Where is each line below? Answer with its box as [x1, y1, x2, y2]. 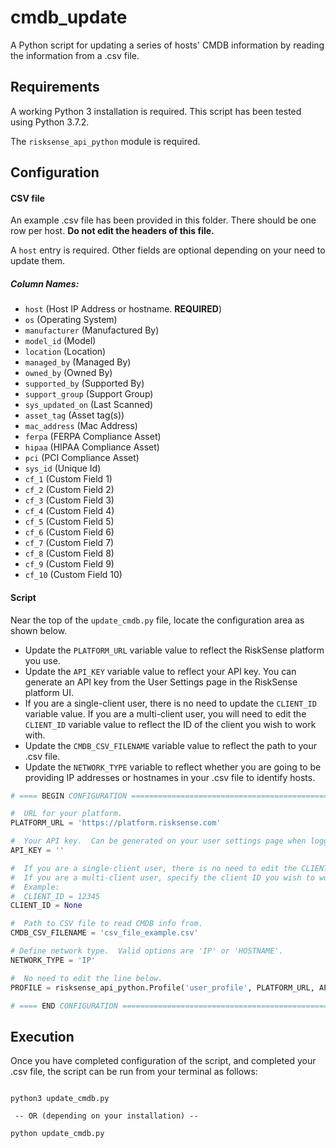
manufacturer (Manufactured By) [24, 324, 160, 336]
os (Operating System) [24, 314, 118, 326]
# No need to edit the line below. [10, 973, 163, 983]
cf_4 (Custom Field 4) [24, 505, 115, 517]
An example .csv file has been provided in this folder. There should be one [10, 214, 317, 226]
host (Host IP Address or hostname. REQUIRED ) [24, 303, 222, 315]
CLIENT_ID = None [10, 901, 83, 911]
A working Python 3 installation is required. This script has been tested [10, 105, 302, 117]
